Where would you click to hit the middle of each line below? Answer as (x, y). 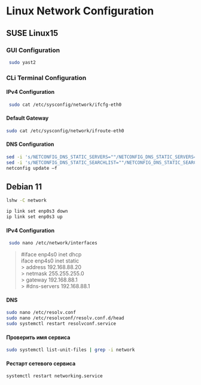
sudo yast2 (22, 62)
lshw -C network (26, 201)
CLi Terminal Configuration (46, 78)
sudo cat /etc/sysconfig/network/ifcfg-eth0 (65, 105)
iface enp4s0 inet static (50, 261)
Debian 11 (24, 187)
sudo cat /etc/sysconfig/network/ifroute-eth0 (65, 131)
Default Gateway (28, 118)
